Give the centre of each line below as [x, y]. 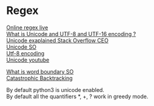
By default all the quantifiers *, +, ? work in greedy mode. [77, 96]
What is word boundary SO [40, 71]
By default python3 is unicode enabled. [55, 90]
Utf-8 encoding [25, 53]
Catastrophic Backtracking [39, 78]
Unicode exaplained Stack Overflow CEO [58, 40]
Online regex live [27, 27]
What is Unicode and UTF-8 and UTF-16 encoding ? [71, 34]
